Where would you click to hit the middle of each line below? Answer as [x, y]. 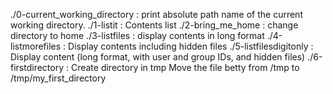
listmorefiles [36, 46]
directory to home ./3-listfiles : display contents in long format [137, 35]
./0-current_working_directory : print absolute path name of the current [156, 14]
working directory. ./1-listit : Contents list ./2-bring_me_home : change [154, 25]
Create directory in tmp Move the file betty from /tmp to [185, 67]
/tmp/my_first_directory [58, 78]
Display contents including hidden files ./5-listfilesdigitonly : [191, 46]
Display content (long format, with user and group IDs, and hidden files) [158, 57]
